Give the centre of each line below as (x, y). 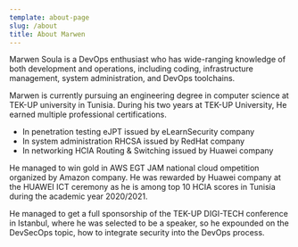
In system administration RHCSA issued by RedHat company (133, 141)
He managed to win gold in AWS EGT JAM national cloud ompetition (134, 168)
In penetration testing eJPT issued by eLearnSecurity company (138, 132)
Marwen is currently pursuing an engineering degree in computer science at (149, 95)
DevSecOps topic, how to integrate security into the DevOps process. (137, 233)
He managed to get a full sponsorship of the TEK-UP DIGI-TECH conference (149, 214)
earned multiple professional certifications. (88, 115)
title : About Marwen (48, 34)
